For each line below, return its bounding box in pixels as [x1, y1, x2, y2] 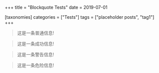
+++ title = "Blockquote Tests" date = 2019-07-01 [5, 5, 108, 10]
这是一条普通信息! [17, 30, 54, 36]
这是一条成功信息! [17, 41, 54, 47]
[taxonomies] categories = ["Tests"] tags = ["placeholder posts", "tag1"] [5, 14, 154, 20]
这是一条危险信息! [17, 62, 54, 68]
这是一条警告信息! [17, 52, 54, 57]
